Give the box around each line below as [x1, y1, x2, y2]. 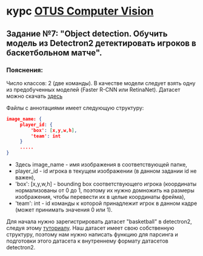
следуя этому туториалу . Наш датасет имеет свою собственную [6, 224, 175, 232]
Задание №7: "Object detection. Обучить [6, 29, 168, 39]
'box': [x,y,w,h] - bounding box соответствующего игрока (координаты [15, 181, 197, 187]
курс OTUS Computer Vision [6, 4, 154, 18]
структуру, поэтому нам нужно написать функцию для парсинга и [6, 231, 179, 238]
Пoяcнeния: [6, 66, 44, 74]
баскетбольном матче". [6, 47, 102, 58]
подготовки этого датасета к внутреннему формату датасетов [6, 237, 168, 244]
